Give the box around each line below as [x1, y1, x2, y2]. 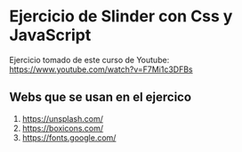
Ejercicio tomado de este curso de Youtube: [9, 54, 170, 65]
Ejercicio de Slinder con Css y [9, 6, 233, 27]
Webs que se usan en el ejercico [9, 90, 192, 105]
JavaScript [9, 25, 92, 45]
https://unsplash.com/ [21, 113, 104, 124]
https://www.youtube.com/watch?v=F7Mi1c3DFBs [9, 64, 193, 75]
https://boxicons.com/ [21, 123, 104, 133]
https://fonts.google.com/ [21, 132, 117, 143]
